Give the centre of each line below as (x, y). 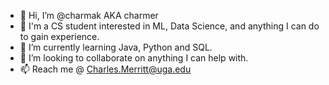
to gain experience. (59, 36)
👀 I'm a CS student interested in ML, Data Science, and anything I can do (169, 26)
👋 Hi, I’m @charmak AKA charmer (89, 15)
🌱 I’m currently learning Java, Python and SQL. (116, 47)
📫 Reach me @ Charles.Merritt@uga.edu (105, 69)
